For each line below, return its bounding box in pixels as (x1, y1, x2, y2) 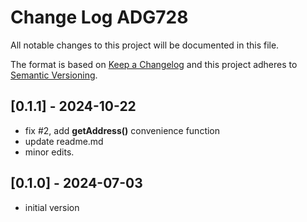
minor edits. (24, 146, 75, 158)
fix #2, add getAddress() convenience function (24, 124, 221, 136)
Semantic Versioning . (10, 69, 98, 81)
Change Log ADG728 (10, 6, 189, 29)
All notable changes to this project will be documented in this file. (10, 39, 280, 51)
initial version (24, 201, 80, 213)
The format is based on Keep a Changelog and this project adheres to (10, 58, 298, 70)
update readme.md (24, 135, 104, 147)
